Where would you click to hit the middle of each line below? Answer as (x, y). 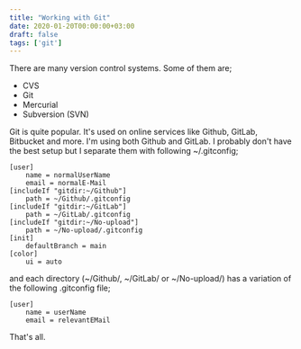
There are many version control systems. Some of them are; (121, 68)
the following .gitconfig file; (60, 288)
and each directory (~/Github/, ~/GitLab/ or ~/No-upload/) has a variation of (150, 279)
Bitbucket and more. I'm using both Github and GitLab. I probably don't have (150, 141)
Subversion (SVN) (56, 114)
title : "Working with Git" (60, 18)
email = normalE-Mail (66, 183)
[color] (24, 254)
